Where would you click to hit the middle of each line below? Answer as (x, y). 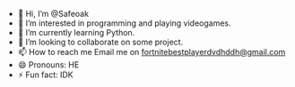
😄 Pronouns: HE (48, 65)
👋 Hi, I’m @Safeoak (53, 14)
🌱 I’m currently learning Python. (76, 32)
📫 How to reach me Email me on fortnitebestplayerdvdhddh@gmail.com (152, 52)
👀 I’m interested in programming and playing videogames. (124, 23)
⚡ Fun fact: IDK (45, 75)
